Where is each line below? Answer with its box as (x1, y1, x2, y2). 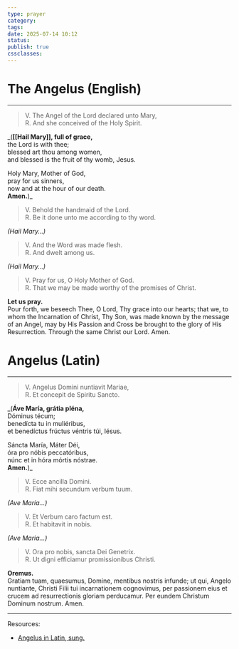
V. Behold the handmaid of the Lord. (24, 205, 131, 214)
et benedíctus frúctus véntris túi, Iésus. (7, 427, 122, 435)
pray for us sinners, (7, 176, 65, 185)
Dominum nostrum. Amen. (7, 599, 84, 608)
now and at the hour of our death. (7, 184, 106, 192)
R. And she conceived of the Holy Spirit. (24, 118, 142, 127)
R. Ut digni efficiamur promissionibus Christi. (24, 555, 156, 564)
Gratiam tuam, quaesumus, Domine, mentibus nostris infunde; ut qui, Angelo (7, 576, 231, 585)
